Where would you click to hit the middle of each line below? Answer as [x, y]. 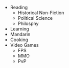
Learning [19, 29]
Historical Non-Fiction [41, 13]
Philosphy [28, 23]
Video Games [25, 45]
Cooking [19, 40]
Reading [19, 7]
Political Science [35, 18]
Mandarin [20, 34]
